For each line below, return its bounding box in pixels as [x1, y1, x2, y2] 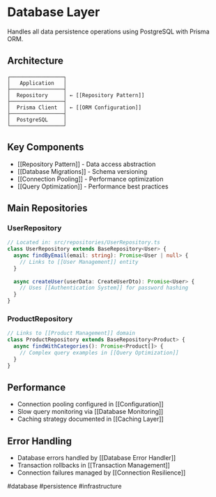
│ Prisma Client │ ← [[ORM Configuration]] [7, 104, 141, 111]
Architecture [7, 55, 64, 67]
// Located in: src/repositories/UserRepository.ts [7, 239, 160, 246]
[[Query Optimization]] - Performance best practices [17, 182, 169, 191]
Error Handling [7, 435, 72, 447]
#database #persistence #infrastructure [7, 482, 122, 491]
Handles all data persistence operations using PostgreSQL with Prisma [7, 27, 210, 36]
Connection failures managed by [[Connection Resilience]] [17, 468, 186, 477]
